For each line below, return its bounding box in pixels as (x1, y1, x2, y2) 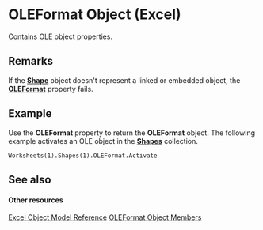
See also (8, 172, 51, 187)
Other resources (8, 195, 63, 205)
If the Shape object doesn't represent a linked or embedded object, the (8, 75, 241, 85)
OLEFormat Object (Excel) (8, 6, 181, 24)
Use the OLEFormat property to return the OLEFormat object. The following (8, 128, 256, 138)
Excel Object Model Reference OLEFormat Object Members (8, 213, 202, 222)
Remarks (8, 55, 54, 68)
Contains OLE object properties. (8, 32, 113, 41)
